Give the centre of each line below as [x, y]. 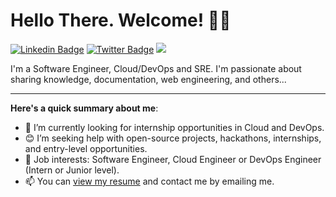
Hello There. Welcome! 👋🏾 [121, 20]
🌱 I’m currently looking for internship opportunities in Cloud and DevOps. [174, 127]
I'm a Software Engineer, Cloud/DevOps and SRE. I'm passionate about [156, 68]
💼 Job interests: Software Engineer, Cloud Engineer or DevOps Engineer [173, 159]
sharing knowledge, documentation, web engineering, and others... [148, 79]
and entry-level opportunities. [86, 148]
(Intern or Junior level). [72, 170]
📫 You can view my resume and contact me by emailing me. [149, 181]
